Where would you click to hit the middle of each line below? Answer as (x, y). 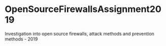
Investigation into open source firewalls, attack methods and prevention (79, 33)
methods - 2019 (21, 39)
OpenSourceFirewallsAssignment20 (83, 9)
